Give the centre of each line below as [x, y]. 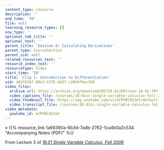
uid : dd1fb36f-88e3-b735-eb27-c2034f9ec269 [50, 82]
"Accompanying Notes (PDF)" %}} [40, 132]
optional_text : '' [24, 41]
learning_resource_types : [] [35, 28]
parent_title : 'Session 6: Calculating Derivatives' [60, 46]
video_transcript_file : [33, 105]
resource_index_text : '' [30, 64]
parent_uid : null [23, 55]
